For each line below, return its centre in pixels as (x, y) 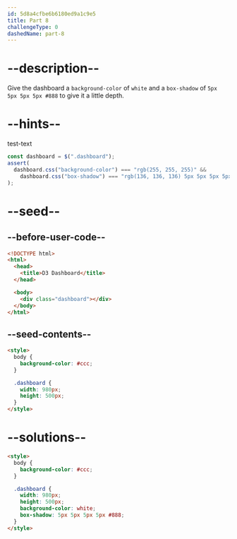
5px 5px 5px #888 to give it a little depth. (66, 95)
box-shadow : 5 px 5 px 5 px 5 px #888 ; (72, 515)
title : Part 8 (28, 20)
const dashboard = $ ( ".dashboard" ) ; (61, 157)
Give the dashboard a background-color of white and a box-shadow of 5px (112, 88)
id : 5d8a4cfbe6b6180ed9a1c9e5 (52, 14)
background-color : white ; (58, 509)
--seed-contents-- (49, 334)
